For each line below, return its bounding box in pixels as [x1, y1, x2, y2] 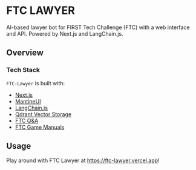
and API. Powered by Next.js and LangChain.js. [6, 30, 123, 37]
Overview [6, 48, 44, 58]
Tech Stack [6, 66, 41, 74]
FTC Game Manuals [15, 123, 65, 131]
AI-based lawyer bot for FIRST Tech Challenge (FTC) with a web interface [6, 24, 190, 31]
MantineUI [15, 97, 41, 105]
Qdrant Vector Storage [15, 110, 71, 118]
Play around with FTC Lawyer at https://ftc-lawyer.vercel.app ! [6, 157, 160, 164]
